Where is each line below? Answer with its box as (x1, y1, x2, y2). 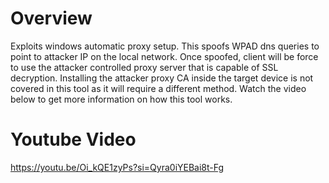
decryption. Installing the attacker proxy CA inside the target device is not (10, 72, 314, 84)
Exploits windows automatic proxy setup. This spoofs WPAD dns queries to (10, 40, 320, 52)
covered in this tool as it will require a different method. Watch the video (10, 82, 307, 94)
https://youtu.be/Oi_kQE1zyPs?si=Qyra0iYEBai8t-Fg (10, 161, 225, 173)
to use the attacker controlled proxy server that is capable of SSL (10, 61, 279, 73)
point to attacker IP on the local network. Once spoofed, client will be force (10, 50, 319, 62)
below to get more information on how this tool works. (10, 93, 233, 105)
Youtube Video (10, 128, 137, 151)
